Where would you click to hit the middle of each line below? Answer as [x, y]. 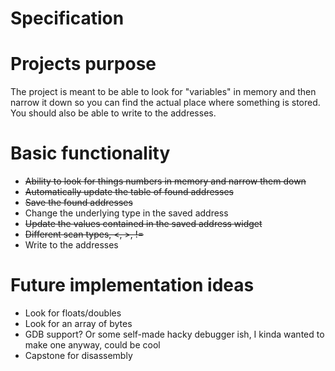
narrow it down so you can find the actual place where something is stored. [165, 103]
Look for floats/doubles [73, 313]
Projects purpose [83, 64]
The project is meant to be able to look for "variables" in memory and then [163, 92]
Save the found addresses [78, 203]
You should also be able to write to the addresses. [113, 113]
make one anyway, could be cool [92, 345]
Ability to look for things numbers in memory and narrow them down [165, 181]
